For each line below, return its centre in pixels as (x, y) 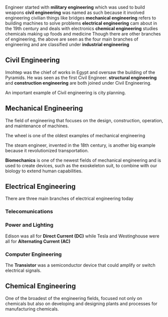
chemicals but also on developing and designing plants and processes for (81, 303)
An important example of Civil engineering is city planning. (66, 93)
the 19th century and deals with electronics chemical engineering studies (81, 29)
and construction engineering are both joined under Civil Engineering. (78, 83)
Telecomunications (29, 211)
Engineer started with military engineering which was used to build (75, 7)
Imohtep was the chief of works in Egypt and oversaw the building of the (80, 72)
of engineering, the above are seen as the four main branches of (72, 39)
